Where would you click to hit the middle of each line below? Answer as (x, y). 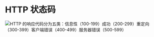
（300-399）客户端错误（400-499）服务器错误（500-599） (66, 29)
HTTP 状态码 (31, 10)
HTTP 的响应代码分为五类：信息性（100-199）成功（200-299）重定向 (80, 24)
